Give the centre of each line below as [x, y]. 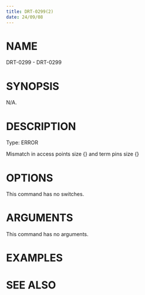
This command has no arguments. [47, 234]
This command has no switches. [45, 194]
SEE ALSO [31, 285]
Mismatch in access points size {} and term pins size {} [73, 154]
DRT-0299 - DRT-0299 [34, 62]
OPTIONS [30, 178]
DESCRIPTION [41, 126]
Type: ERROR [22, 142]
